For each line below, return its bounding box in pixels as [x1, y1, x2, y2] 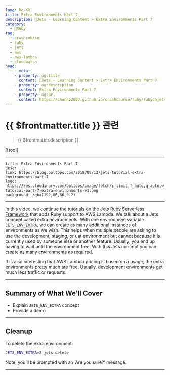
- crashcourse [10, 36, 39, 41]
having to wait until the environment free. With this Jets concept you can [5, 244, 157, 250]
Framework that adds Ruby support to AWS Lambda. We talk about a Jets [5, 211, 158, 217]
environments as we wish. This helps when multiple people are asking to [5, 227, 156, 233]
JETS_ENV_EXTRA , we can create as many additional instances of [5, 222, 137, 228]
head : [5, 64, 17, 69]
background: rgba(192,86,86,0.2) [5, 193, 76, 198]
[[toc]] [5, 147, 19, 153]
